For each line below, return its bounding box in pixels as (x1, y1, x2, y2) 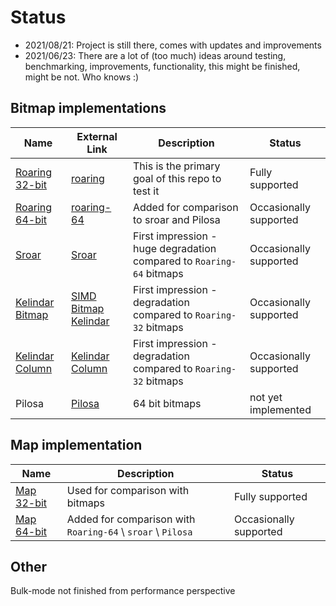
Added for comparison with (66, 512, 196, 526)
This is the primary (132, 159, 221, 173)
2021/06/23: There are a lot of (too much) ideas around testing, (24, 49, 287, 61)
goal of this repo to (132, 171, 222, 185)
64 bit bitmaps (132, 396, 202, 410)
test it (132, 184, 160, 198)
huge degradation (132, 241, 217, 255)
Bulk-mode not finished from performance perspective (10, 585, 236, 597)
